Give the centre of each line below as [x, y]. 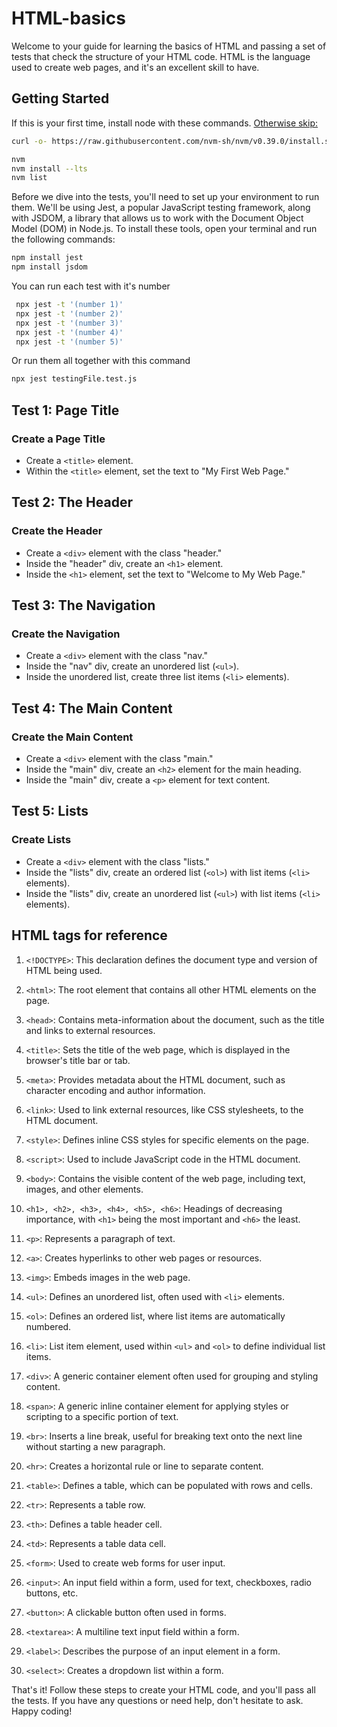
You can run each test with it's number [91, 286]
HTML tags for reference [89, 935]
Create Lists [41, 840]
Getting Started [60, 98]
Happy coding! [42, 1711]
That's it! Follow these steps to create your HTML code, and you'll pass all [163, 1689]
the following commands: [63, 239]
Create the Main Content [72, 737]
